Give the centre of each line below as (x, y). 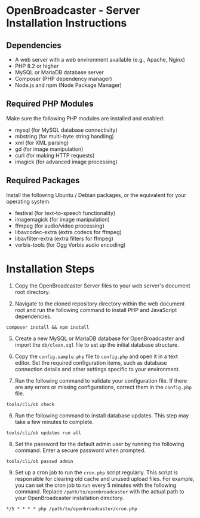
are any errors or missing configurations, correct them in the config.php (103, 387)
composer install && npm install (48, 327)
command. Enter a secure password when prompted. (80, 450)
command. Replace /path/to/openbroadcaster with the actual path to (99, 491)
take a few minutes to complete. (54, 422)
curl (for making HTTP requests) (55, 155)
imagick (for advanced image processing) (66, 162)
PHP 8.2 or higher (37, 66)
